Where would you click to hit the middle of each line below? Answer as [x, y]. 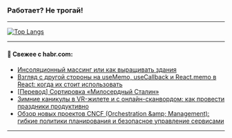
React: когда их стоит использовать [70, 84]
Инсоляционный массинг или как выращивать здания [97, 69]
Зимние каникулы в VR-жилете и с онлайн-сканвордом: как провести [121, 99]
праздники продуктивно [53, 106]
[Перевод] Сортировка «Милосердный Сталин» [88, 91]
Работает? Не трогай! [45, 10]
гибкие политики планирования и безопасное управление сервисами [120, 121]
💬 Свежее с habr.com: [40, 54]
